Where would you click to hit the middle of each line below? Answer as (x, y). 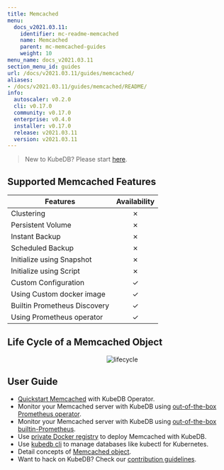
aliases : (20, 80)
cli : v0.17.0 (33, 106)
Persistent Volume (41, 225)
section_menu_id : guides (44, 67)
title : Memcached (33, 14)
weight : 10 (36, 54)
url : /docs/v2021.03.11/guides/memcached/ (71, 73)
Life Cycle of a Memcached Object (85, 342)
